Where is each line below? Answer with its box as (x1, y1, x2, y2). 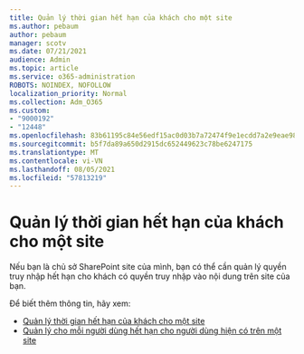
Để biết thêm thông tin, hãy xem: (9, 298, 131, 309)
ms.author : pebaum (9, 22, 79, 31)
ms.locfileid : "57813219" (9, 173, 107, 182)
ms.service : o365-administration (9, 72, 136, 81)
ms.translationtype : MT (9, 148, 100, 157)
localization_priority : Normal (9, 89, 128, 98)
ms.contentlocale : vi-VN (9, 156, 103, 166)
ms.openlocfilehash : (9, 131, 88, 140)
